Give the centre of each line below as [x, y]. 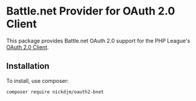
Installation [28, 66]
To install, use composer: [38, 80]
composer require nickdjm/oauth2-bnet [55, 92]
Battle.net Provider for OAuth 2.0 [91, 11]
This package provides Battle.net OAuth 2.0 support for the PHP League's [98, 41]
